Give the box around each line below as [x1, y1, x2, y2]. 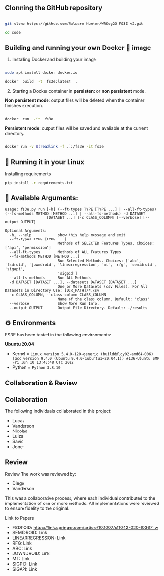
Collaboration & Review [5, 379, 77, 387]
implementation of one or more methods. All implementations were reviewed [5, 501, 159, 506]
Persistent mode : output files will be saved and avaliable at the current [5, 125, 148, 131]
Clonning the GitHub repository [5, 4, 103, 12]
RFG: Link [12, 540, 32, 546]
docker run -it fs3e [5, 117, 54, 121]
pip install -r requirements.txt [5, 180, 73, 185]
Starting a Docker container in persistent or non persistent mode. [12, 88, 146, 94]
